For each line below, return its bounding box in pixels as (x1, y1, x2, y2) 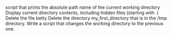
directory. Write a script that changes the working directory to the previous (5, 20, 163, 26)
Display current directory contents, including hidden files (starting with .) (5, 10, 159, 16)
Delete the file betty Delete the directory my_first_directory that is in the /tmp (5, 15, 167, 21)
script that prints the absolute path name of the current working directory (5, 5, 160, 10)
